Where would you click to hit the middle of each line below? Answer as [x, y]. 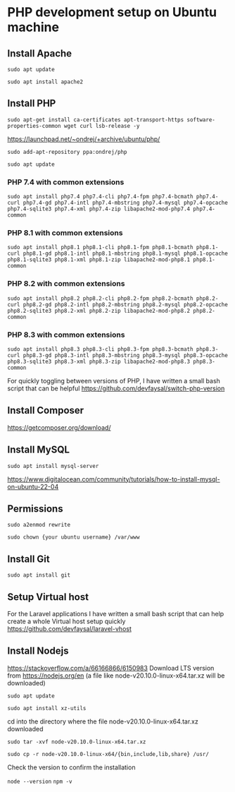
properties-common [34, 126]
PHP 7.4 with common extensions [66, 182]
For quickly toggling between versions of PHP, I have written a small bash [114, 381]
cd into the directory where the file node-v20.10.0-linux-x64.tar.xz [103, 721]
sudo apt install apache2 [45, 82]
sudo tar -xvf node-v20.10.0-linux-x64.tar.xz [77, 742]
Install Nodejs [38, 651]
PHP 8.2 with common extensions [66, 284]
